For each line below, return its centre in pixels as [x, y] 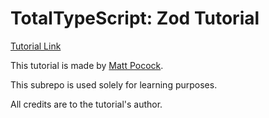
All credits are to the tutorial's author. [86, 104]
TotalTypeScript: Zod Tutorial [135, 18]
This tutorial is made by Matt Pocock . [87, 65]
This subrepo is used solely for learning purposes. [114, 84]
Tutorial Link [36, 46]
